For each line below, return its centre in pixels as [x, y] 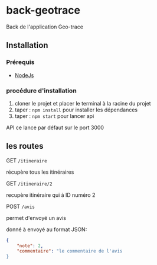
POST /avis [21, 206]
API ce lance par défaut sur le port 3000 [55, 127]
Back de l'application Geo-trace [45, 27]
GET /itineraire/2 [29, 183]
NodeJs [24, 75]
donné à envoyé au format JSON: [47, 229]
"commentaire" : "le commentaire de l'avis [70, 251]
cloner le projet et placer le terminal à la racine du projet [83, 103]
